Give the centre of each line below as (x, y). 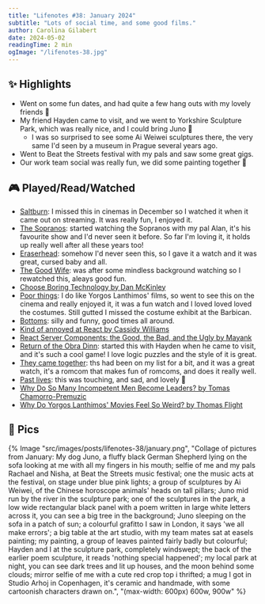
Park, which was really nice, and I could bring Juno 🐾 (106, 128)
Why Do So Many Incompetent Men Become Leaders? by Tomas (125, 388)
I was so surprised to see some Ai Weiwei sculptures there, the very (142, 137)
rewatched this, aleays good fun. (73, 279)
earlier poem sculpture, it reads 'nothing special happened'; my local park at (132, 558)
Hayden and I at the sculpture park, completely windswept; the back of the (130, 549)
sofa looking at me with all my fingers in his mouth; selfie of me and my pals (132, 465)
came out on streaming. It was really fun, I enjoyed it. (106, 219)
